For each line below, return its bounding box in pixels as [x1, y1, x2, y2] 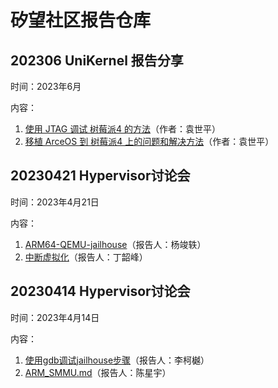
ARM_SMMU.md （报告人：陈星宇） [24, 366, 172, 378]
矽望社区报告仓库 [10, 9, 152, 32]
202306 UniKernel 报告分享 [10, 52, 184, 69]
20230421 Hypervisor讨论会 [10, 167, 191, 185]
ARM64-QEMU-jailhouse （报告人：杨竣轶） [24, 238, 207, 250]
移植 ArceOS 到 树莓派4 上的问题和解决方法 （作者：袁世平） [24, 136, 275, 147]
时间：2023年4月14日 [10, 311, 100, 323]
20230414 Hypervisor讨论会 [10, 283, 191, 300]
